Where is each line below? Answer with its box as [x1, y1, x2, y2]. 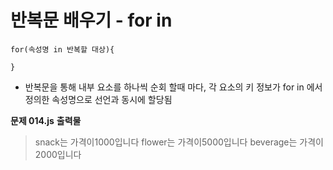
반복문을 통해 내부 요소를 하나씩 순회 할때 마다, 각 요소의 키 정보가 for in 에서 [24, 81, 323, 93]
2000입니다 [34, 148, 82, 160]
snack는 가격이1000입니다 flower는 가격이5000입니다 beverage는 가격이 [34, 136, 324, 148]
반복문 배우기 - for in [10, 9, 173, 32]
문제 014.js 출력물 [10, 114, 82, 126]
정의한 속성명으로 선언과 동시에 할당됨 [24, 93, 173, 105]
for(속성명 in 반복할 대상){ [10, 44, 115, 55]
